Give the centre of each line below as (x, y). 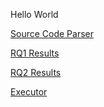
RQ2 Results (36, 72)
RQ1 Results (35, 53)
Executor (29, 92)
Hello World (34, 14)
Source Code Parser (52, 33)
